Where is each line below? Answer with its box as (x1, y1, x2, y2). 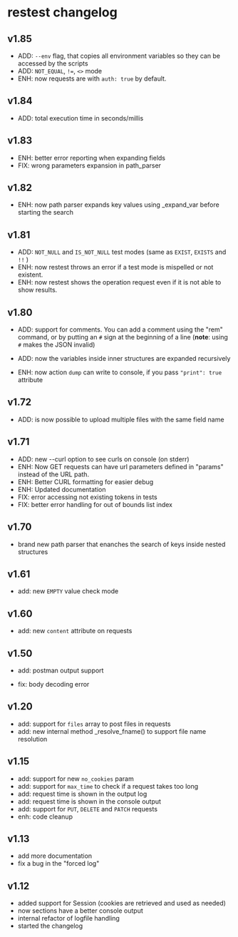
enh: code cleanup (17, 812, 73, 821)
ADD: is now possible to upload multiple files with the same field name (17, 415, 224, 424)
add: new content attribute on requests (17, 627, 133, 635)
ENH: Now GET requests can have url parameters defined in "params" (17, 462, 224, 471)
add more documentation (17, 851, 93, 860)
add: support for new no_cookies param (17, 774, 134, 783)
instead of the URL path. (17, 470, 90, 478)
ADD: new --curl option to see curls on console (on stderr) (17, 454, 190, 464)
